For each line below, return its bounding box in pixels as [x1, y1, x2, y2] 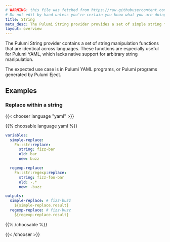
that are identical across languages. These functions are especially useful [5, 46, 159, 52]
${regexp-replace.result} [14, 212, 69, 217]
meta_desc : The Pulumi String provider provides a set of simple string [5, 21, 162, 27]
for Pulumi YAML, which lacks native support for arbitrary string [5, 51, 138, 57]
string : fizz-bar [18, 147, 56, 152]
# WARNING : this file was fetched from [5, 7, 90, 13]
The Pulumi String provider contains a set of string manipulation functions [5, 40, 159, 46]
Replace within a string [5, 101, 63, 109]
